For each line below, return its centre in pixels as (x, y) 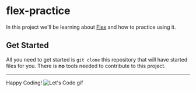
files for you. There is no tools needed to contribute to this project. (86, 66)
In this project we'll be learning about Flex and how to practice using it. (91, 27)
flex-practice (38, 11)
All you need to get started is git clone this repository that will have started (97, 59)
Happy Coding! (24, 83)
